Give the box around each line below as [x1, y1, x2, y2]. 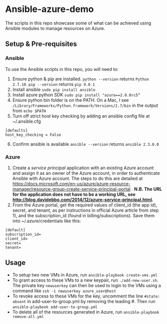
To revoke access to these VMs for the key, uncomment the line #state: [12, 293, 161, 299]
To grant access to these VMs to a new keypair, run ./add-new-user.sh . [12, 277, 159, 283]
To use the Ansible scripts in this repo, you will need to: [5, 66, 119, 72]
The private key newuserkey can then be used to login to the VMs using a [12, 282, 161, 288]
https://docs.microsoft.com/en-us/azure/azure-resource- [12, 181, 131, 187]
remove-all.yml [12, 314, 44, 319]
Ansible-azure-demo [5, 3, 94, 15]
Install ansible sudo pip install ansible [12, 86, 96, 92]
